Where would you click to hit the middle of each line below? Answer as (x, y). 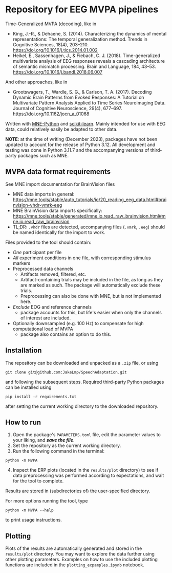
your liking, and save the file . (44, 440)
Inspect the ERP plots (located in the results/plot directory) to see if (85, 470)
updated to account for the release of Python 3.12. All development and (80, 145)
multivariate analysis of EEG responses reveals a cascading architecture (89, 61)
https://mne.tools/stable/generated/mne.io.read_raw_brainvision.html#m (89, 216)
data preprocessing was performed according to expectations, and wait (88, 476)
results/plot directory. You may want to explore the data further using (80, 554)
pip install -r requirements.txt (41, 397)
